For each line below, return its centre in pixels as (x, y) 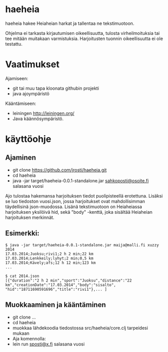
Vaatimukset (32, 65)
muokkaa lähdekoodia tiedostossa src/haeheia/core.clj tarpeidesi (80, 328)
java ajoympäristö (31, 93)
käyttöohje (28, 139)
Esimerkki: (22, 233)
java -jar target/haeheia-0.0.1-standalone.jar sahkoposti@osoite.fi (80, 180)
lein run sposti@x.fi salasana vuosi (48, 344)
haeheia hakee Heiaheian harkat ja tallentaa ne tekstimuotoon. (70, 23)
